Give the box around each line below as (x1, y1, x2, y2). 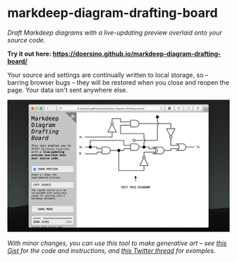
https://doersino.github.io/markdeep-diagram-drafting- (52, 49, 221, 58)
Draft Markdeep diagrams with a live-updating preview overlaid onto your (7, 28, 222, 37)
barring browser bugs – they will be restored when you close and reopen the (7, 78, 230, 86)
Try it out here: (7, 49, 51, 58)
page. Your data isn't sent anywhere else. (7, 85, 128, 94)
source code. (7, 35, 46, 44)
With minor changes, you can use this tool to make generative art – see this (7, 239, 227, 247)
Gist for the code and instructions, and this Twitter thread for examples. (7, 246, 216, 255)
